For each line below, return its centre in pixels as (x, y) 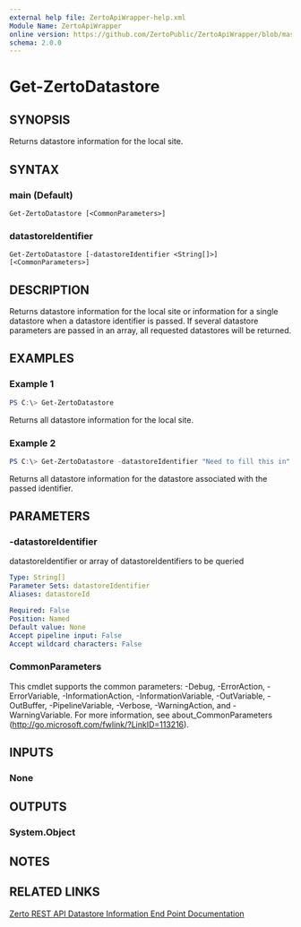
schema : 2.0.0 (36, 43)
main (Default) (41, 195)
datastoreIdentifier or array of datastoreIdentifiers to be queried (127, 562)
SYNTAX (34, 170)
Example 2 (33, 442)
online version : (39, 34)
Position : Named (39, 619)
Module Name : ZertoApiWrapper (66, 26)
